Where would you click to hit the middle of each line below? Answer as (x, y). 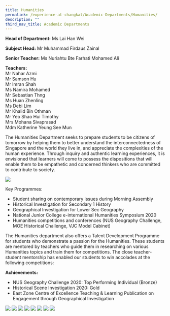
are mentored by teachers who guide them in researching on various (77, 246)
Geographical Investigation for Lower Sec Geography (68, 210)
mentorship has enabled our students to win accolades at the (86, 258)
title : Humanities (25, 10)
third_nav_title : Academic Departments (47, 24)
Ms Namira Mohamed (28, 90)
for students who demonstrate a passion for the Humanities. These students (85, 241)
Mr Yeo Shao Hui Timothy (32, 117)
